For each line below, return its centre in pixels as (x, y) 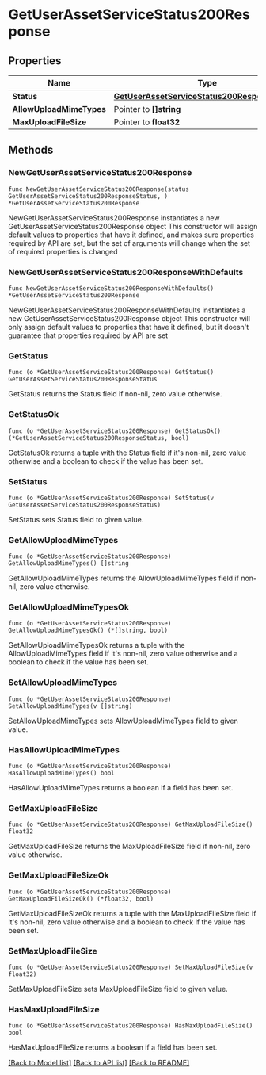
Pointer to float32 (147, 122)
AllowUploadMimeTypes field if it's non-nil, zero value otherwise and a (123, 654)
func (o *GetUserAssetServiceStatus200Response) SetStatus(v (111, 498)
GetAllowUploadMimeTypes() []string (68, 564)
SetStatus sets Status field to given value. (76, 519)
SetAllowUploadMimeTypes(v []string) (70, 706)
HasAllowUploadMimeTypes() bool (61, 773)
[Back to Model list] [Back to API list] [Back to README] (99, 1063)
